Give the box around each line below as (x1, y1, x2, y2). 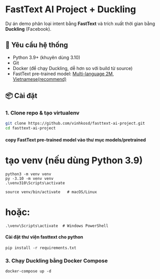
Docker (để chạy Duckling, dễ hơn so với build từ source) (12, 65, 133, 71)
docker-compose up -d (5, 269, 52, 274)
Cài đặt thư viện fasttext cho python (5, 234, 83, 240)
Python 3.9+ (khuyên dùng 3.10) (12, 54, 81, 60)
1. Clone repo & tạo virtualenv (5, 109, 80, 117)
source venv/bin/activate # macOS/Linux (5, 189, 97, 195)
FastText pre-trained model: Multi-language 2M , (12, 71, 114, 77)
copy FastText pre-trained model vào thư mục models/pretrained (5, 136, 146, 143)
